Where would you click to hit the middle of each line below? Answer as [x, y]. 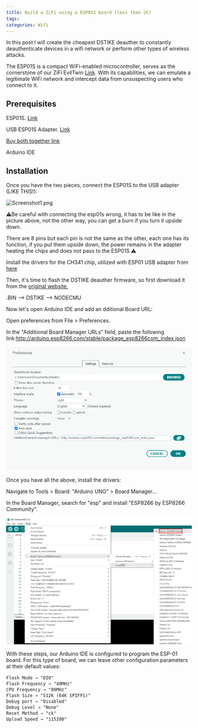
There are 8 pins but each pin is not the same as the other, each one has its [98, 238]
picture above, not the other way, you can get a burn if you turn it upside [94, 221]
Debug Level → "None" [33, 707]
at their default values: [33, 666]
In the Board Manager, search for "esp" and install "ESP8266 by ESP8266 [95, 502]
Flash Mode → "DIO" [30, 678]
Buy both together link [33, 141]
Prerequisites [31, 104]
